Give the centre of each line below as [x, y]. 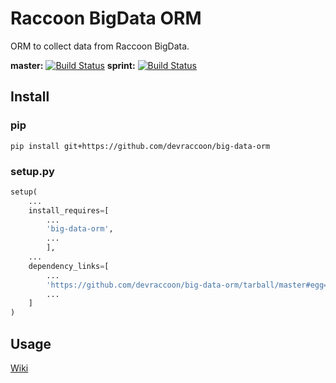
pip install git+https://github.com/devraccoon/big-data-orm [140, 146]
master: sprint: [73, 65]
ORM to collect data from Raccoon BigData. [100, 46]
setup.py [32, 171]
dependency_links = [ [69, 266]
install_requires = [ [69, 210]
